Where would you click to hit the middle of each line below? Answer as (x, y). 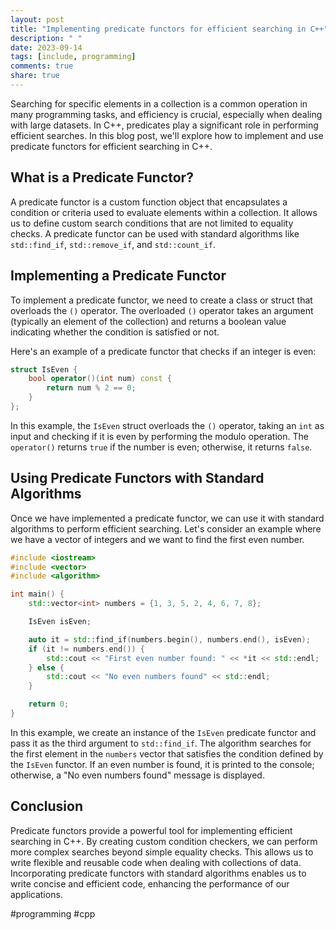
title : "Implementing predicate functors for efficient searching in (158, 29)
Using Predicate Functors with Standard (137, 478)
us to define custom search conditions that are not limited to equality (152, 223)
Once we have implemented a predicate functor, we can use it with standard (167, 518)
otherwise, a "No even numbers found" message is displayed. (137, 775)
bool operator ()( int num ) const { (100, 379)
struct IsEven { (44, 369)
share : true (35, 76)
